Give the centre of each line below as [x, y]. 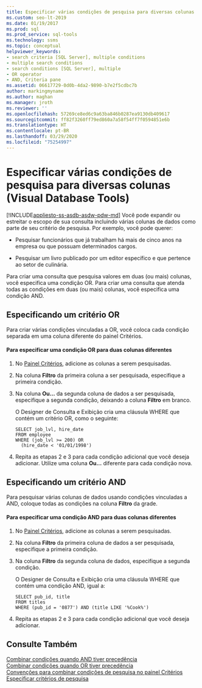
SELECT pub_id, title [42, 597]
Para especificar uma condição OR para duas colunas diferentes [89, 350]
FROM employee [33, 435]
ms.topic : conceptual [34, 46]
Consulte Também [42, 644]
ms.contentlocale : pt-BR [38, 131]
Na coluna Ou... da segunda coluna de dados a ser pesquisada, [95, 393]
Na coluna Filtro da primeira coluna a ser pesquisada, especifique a [100, 375]
